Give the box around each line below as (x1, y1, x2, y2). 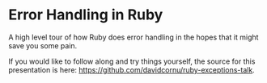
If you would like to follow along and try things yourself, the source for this (8, 56, 256, 66)
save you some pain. (8, 40, 78, 50)
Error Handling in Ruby (8, 6, 163, 24)
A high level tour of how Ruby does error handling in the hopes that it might (8, 32, 259, 42)
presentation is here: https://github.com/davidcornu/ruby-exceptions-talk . (8, 64, 255, 74)
